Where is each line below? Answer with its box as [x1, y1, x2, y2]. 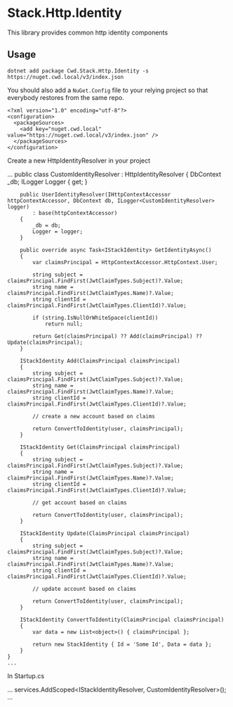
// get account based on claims [32, 499, 128, 506]
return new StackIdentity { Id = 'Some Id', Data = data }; [32, 641, 212, 648]
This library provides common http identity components [7, 28, 168, 37]
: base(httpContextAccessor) [32, 209, 118, 216]
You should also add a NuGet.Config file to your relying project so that [7, 86, 208, 94]
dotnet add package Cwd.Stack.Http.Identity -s [7, 67, 149, 75]
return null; [44, 320, 83, 327]
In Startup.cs [7, 671, 44, 680]
